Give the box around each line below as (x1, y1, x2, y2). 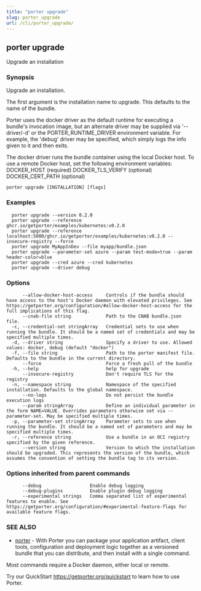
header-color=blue (6, 254, 52, 260)
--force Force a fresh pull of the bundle (22, 361, 193, 367)
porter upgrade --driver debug (11, 265, 90, 271)
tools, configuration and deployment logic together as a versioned (14, 543, 179, 550)
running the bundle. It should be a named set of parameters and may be (6, 424, 193, 430)
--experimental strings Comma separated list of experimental (22, 494, 187, 500)
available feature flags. (6, 509, 71, 515)
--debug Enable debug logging (22, 483, 144, 489)
